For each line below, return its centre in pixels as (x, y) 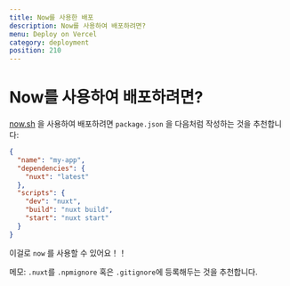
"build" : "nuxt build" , (69, 210)
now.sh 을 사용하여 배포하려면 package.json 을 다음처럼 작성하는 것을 (130, 124)
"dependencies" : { (52, 168)
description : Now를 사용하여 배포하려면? (78, 26)
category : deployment (49, 42)
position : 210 (36, 51)
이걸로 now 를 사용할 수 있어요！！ (68, 253)
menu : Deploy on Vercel (53, 34)
